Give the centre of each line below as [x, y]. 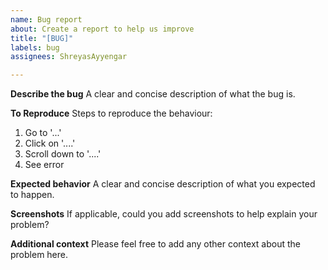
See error [44, 165]
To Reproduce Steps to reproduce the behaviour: [111, 113]
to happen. [32, 195]
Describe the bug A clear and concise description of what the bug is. [153, 94]
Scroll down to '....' [63, 154]
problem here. [39, 255]
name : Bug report [46, 19]
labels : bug [35, 47]
